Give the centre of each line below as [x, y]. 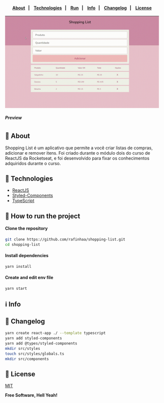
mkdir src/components [27, 359]
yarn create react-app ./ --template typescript [55, 333]
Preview [13, 118]
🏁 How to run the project [43, 216]
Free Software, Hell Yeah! [31, 395]
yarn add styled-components [34, 338]
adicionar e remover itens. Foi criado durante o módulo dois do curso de [78, 153]
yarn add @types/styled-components [41, 343]
